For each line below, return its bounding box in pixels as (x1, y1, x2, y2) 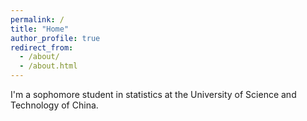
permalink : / (10, 14, 65, 25)
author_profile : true (10, 33, 101, 43)
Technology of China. (10, 99, 99, 111)
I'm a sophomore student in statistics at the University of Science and (10, 89, 297, 100)
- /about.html (19, 61, 78, 71)
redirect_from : (10, 42, 74, 53)
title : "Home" (10, 24, 70, 34)
